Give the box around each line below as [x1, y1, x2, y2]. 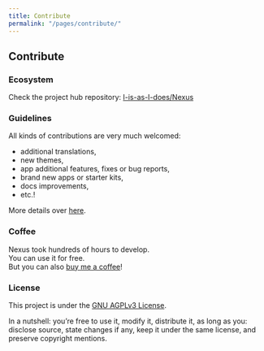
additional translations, [19, 147, 97, 157]
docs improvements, [19, 181, 89, 191]
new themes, [19, 155, 64, 165]
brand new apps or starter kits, [19, 172, 123, 183]
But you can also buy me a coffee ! [8, 262, 123, 271]
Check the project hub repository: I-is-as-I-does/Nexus [8, 93, 194, 102]
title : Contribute [8, 11, 71, 20]
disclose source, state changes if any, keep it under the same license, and [8, 325, 257, 335]
